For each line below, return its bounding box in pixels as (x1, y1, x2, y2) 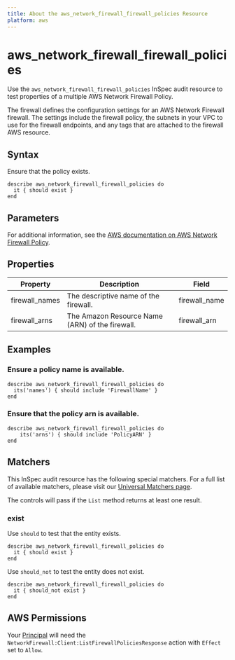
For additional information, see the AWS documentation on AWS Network (7, 231, 218, 239)
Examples (7, 344, 51, 356)
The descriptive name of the (66, 291, 159, 301)
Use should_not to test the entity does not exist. (7, 567, 145, 575)
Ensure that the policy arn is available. (7, 409, 140, 419)
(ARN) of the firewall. (66, 319, 136, 329)
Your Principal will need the (7, 631, 86, 639)
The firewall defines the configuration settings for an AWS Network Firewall (7, 106, 225, 114)
